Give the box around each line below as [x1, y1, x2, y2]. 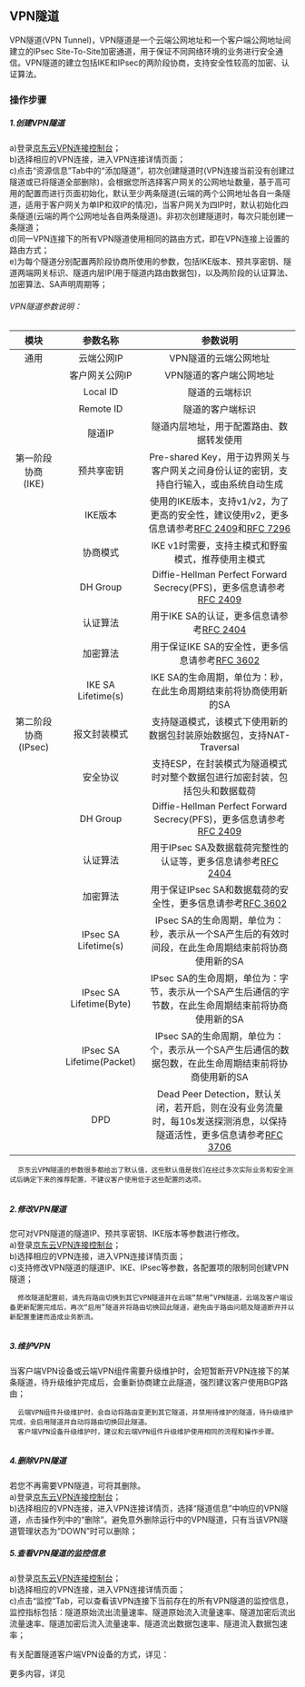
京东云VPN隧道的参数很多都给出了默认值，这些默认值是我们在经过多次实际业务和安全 [17, 1166, 287, 1175]
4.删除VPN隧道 [9, 1455, 66, 1466]
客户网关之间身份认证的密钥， [151, 464, 280, 477]
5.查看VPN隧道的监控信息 [9, 1548, 106, 1559]
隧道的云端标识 [187, 385, 252, 398]
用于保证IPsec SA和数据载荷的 [150, 883, 280, 896]
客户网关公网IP [69, 369, 133, 382]
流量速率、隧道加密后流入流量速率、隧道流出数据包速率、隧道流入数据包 [9, 1618, 280, 1629]
